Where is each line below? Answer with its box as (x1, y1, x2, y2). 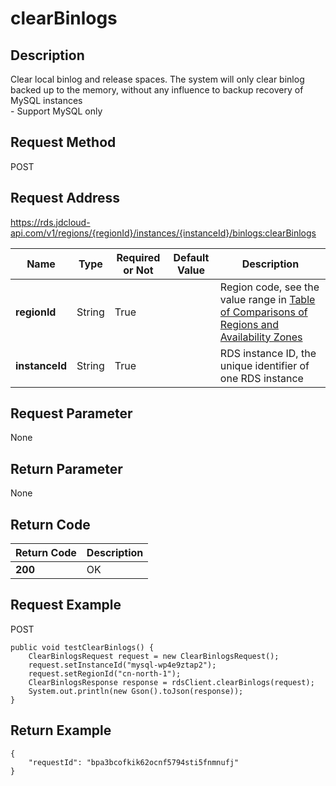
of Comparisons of (219, 305, 308, 319)
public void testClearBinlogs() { (10, 642, 155, 652)
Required (116, 250, 161, 264)
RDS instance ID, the (219, 346, 317, 360)
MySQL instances (10, 95, 83, 106)
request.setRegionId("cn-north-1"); (28, 668, 182, 679)
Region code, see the (219, 280, 320, 294)
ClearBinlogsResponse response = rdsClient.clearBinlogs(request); (28, 677, 315, 687)
